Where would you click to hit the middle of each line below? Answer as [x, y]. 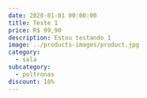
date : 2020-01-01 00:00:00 [53, 15]
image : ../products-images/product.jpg [74, 45]
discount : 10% [32, 81]
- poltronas [35, 74]
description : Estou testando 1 [60, 38]
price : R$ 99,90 [35, 30]
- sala [26, 60]
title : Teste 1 [33, 23]
